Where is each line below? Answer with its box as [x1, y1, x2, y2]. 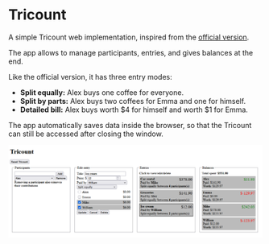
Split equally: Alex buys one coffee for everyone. [19, 87, 184, 97]
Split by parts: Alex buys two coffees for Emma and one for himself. [19, 96, 246, 105]
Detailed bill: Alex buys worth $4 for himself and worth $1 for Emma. [19, 105, 248, 114]
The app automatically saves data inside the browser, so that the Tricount [8, 120, 252, 130]
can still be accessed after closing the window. [8, 129, 163, 139]
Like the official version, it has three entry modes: [8, 72, 173, 81]
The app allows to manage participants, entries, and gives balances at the [8, 48, 254, 57]
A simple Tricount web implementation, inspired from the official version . [8, 32, 250, 42]
